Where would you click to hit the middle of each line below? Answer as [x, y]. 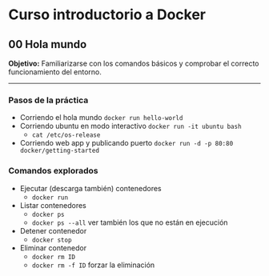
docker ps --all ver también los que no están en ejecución [130, 222]
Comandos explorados [53, 171]
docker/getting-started [60, 151]
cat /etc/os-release [66, 135]
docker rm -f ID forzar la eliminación [93, 265]
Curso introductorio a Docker [107, 15]
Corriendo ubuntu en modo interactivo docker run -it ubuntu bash [130, 126]
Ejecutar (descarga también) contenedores [90, 188]
